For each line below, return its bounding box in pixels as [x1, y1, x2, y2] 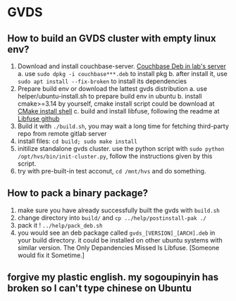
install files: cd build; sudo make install [17, 137, 137, 145]
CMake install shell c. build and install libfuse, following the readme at [17, 107, 220, 115]
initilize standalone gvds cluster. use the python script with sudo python [17, 145, 225, 152]
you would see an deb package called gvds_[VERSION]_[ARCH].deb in [17, 228, 216, 237]
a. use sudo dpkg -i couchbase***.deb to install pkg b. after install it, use [17, 70, 228, 78]
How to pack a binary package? [7, 188, 149, 199]
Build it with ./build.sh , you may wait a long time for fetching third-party [17, 122, 229, 130]
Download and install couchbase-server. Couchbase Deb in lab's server [17, 62, 227, 70]
